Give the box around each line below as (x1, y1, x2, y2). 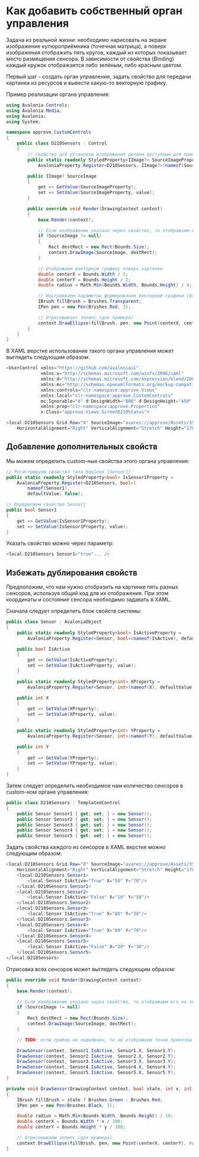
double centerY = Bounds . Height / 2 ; (37, 277, 131, 282)
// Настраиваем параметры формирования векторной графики (37, 293, 184, 299)
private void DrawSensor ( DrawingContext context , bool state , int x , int (6, 1085, 192, 1092)
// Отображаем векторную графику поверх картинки (37, 265, 163, 272)
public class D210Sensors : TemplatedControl (6, 800, 120, 806)
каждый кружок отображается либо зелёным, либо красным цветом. (6, 61, 182, 69)
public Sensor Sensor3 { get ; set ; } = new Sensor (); (17, 822, 152, 828)
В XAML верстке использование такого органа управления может (6, 348, 174, 355)
